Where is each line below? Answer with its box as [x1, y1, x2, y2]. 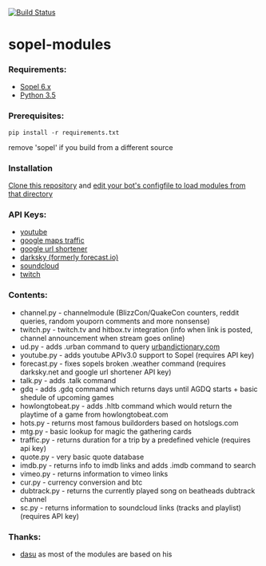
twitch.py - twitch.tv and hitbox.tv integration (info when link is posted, [19, 324, 253, 334]
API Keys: [8, 209, 47, 220]
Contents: [8, 290, 48, 301]
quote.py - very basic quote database [19, 452, 145, 461]
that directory [8, 189, 54, 199]
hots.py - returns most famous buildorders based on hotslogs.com [19, 418, 239, 427]
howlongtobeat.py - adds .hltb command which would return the [19, 401, 232, 410]
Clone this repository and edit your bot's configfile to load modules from [8, 180, 246, 191]
